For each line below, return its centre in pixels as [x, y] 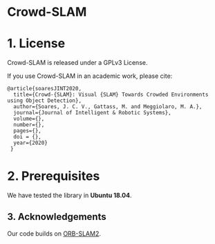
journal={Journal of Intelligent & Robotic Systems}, [92, 113]
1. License [36, 44]
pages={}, [27, 131]
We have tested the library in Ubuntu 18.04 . [70, 195]
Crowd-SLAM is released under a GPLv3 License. [77, 63]
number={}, [29, 125]
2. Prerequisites [54, 176]
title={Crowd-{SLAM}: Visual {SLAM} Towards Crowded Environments [111, 95]
